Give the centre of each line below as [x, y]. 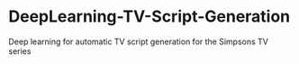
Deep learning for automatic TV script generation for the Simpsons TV [139, 41]
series [20, 50]
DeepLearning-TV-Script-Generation [149, 17]
